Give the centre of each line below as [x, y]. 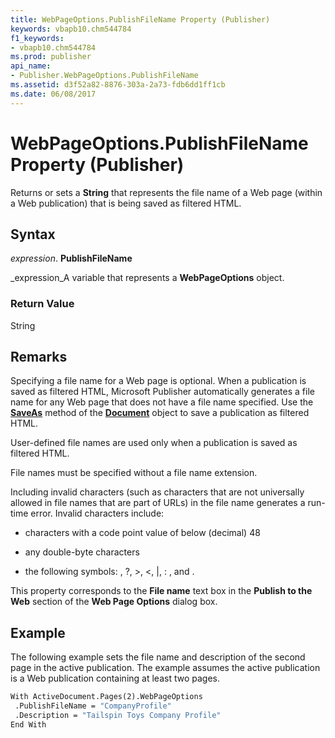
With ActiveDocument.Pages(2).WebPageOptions [106, 697]
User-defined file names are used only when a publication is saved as [154, 443]
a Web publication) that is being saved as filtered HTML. [126, 203]
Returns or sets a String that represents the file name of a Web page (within [166, 192]
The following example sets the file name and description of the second [158, 657]
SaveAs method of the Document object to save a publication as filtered [160, 413]
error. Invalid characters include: [97, 513]
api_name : [31, 66]
